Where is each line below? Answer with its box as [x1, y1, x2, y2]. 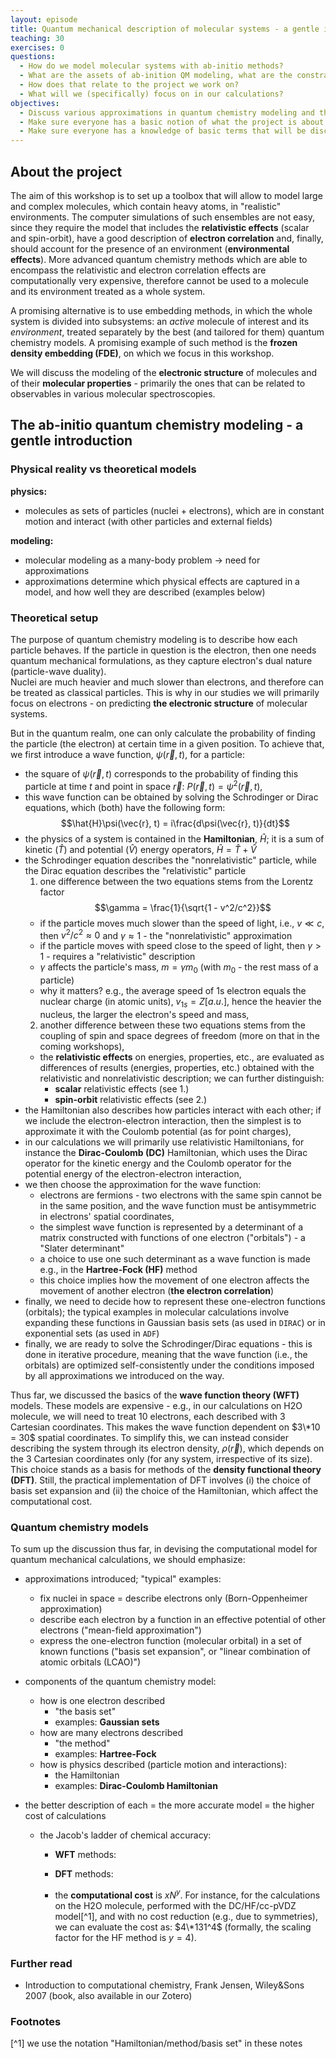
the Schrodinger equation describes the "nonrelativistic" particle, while [24, 854, 318, 866]
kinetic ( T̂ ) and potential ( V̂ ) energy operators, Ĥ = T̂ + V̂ [24, 843, 257, 855]
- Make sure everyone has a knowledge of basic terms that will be [19, 126, 307, 136]
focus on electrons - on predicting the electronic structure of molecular [10, 697, 308, 709]
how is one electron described [39, 1695, 166, 1707]
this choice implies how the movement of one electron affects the [39, 1274, 310, 1286]
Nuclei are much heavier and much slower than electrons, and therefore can [10, 676, 324, 688]
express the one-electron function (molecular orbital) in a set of [39, 1635, 302, 1647]
